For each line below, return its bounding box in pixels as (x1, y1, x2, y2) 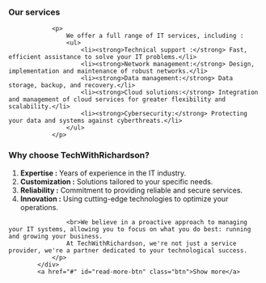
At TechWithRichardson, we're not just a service (65, 239, 237, 247)
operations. (19, 202, 59, 212)
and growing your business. (8, 232, 103, 240)
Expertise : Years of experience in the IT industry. (19, 168, 187, 178)
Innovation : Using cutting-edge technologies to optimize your (19, 193, 229, 204)
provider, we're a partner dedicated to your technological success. (8, 246, 248, 255)
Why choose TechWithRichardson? (8, 150, 150, 161)
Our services (8, 6, 61, 18)
